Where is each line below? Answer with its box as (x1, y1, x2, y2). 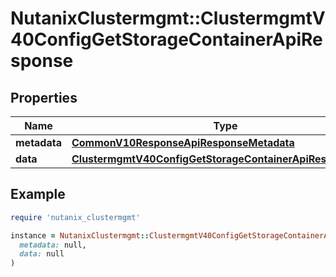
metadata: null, (19, 240, 87, 250)
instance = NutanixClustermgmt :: (10, 230, 150, 241)
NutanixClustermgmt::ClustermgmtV (10, 7, 326, 30)
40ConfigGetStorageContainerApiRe (10, 28, 323, 51)
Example (10, 186, 66, 203)
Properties (10, 89, 78, 106)
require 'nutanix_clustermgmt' (10, 212, 141, 222)
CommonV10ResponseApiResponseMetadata (71, 136, 295, 149)
